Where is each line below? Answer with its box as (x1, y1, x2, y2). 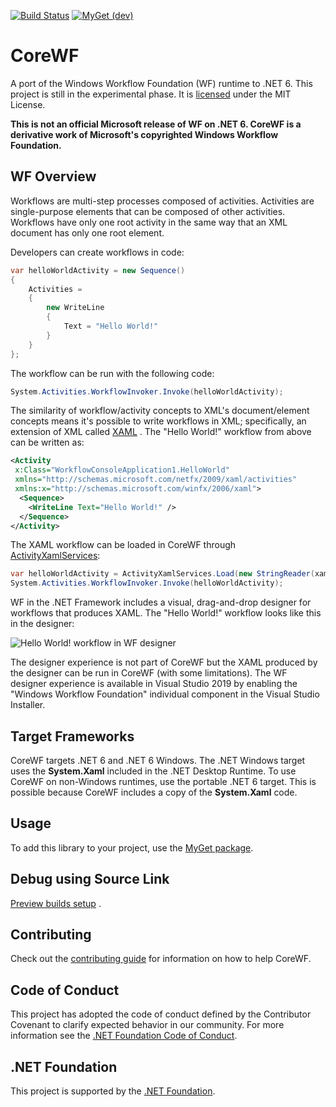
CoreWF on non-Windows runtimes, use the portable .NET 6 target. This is (10, 775, 317, 787)
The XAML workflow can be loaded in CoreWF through (10, 539, 237, 551)
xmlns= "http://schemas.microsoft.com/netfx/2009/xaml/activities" (14, 475, 298, 485)
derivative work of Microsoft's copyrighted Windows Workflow (10, 128, 279, 140)
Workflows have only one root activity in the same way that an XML (10, 216, 288, 228)
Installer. (10, 699, 46, 711)
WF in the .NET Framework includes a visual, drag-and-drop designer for (10, 596, 312, 609)
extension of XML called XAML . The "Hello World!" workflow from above (10, 426, 312, 438)
